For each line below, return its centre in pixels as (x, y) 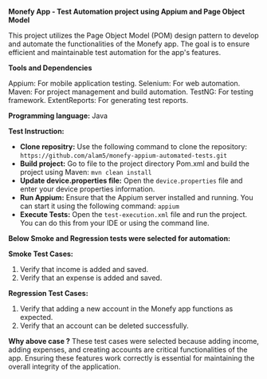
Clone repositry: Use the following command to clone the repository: (133, 146)
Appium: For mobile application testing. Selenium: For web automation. (124, 83)
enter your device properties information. (87, 189)
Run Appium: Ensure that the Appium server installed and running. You (136, 197)
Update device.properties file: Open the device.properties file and (131, 180)
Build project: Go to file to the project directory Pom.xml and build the (134, 164)
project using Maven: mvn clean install (86, 172)
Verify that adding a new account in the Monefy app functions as (126, 309)
